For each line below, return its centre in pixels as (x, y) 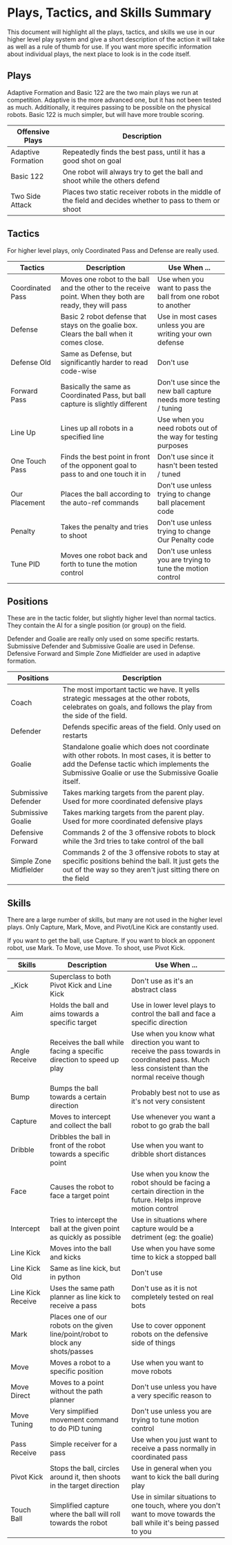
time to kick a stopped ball (174, 1257)
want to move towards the (173, 1515)
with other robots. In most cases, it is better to (137, 756)
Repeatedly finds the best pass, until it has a (134, 152)
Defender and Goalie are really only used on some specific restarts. (103, 639)
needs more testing (189, 400)
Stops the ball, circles (85, 1468)
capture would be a (162, 1229)
